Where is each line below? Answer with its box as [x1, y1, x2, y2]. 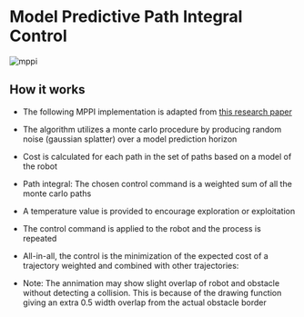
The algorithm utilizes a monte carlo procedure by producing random [22, 124, 282, 134]
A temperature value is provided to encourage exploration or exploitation [22, 205, 296, 216]
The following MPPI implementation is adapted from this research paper [22, 106, 293, 117]
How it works [9, 82, 86, 97]
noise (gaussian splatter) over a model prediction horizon [22, 134, 238, 144]
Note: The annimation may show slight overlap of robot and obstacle [22, 277, 280, 288]
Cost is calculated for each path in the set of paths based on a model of [22, 151, 292, 162]
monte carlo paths [22, 188, 92, 199]
